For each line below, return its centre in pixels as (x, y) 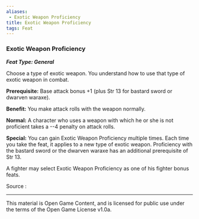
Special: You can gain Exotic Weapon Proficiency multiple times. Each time (98, 138)
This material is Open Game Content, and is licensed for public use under (95, 203)
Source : (16, 186)
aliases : (17, 12)
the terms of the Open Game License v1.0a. (59, 209)
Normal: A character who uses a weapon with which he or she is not (90, 120)
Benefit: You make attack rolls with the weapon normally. (76, 109)
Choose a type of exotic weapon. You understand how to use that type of (96, 73)
